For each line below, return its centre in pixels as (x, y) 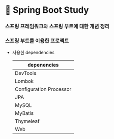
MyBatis (24, 113)
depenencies (43, 65)
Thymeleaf (27, 121)
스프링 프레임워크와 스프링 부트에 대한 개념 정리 (57, 27)
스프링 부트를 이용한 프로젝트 (37, 41)
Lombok (24, 81)
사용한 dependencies (33, 52)
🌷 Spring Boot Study (47, 10)
